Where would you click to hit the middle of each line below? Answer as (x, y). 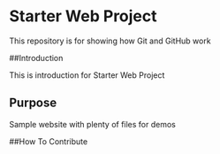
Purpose (33, 103)
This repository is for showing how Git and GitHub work (110, 41)
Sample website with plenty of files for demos (93, 124)
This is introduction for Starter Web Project (87, 75)
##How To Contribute (49, 141)
